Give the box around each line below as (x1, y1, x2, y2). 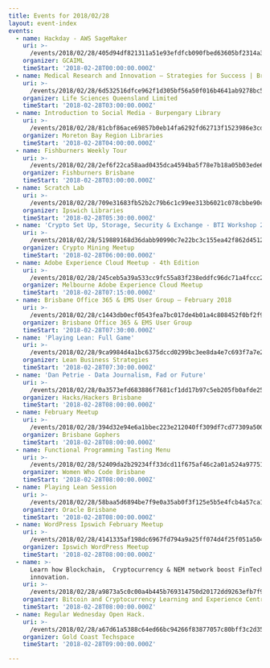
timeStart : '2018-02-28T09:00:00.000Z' (22, 641, 157, 649)
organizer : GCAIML (22, 57, 84, 65)
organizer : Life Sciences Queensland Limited (22, 94, 178, 102)
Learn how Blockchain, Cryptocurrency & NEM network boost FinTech (29, 565, 264, 574)
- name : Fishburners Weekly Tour (15, 146, 128, 155)
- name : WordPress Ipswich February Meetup (15, 521, 163, 529)
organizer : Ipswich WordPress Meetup (22, 543, 149, 551)
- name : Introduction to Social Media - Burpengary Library (15, 109, 221, 118)
